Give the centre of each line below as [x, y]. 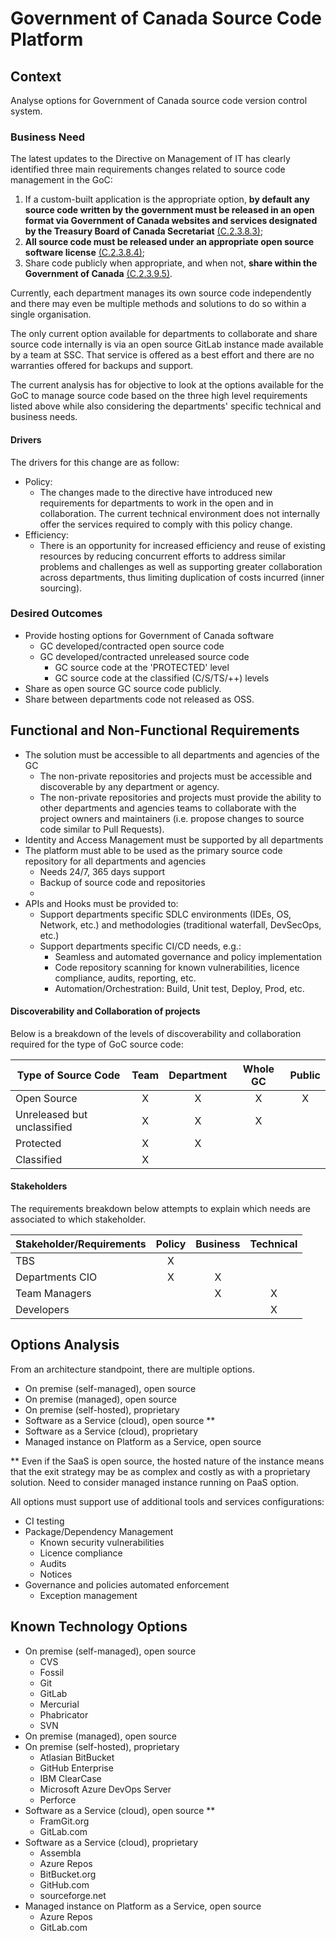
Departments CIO [56, 1277]
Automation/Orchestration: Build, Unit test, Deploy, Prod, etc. [179, 988]
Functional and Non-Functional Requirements [155, 730]
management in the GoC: [61, 180]
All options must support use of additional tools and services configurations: [167, 1501]
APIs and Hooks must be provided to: [101, 903]
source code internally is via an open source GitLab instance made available [167, 344]
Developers [42, 1310]
